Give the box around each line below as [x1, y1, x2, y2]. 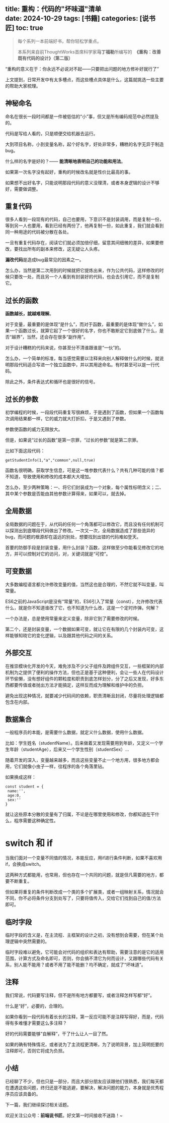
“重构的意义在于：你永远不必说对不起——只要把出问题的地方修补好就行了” [5, 66, 159, 72]
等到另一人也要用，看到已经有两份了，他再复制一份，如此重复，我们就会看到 [5, 222, 164, 229]
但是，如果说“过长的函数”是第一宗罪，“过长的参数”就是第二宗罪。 [5, 437, 141, 443]
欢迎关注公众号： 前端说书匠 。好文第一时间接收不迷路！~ [5, 1112, 123, 1118]
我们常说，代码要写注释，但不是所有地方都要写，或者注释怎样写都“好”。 [5, 992, 155, 998]
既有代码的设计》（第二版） [17, 55, 73, 61]
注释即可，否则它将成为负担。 [5, 1047, 67, 1053]
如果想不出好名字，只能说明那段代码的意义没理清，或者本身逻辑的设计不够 [5, 180, 159, 186]
